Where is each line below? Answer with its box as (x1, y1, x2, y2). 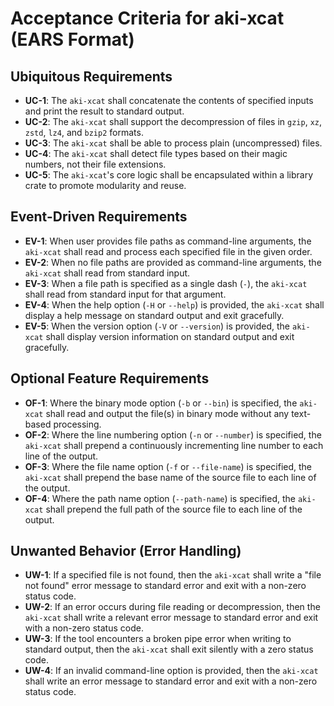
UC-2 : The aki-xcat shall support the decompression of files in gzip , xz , (24, 116, 322, 127)
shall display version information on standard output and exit (45, 330, 295, 342)
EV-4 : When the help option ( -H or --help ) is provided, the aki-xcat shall (24, 298, 325, 311)
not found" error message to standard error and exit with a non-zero (24, 580, 307, 592)
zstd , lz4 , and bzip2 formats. (24, 127, 144, 138)
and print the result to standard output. (24, 105, 185, 117)
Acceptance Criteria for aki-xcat (10, 7, 285, 30)
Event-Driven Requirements (10, 208, 188, 226)
